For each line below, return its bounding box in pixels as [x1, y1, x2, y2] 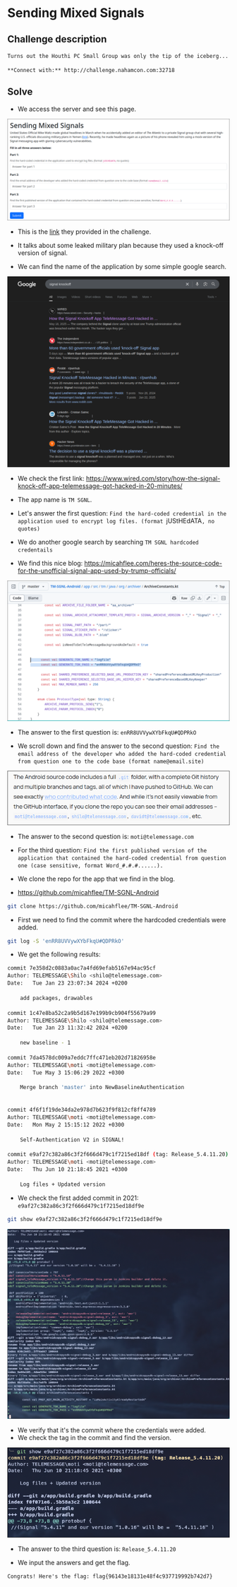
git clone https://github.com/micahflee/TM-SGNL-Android [7, 903, 178, 910]
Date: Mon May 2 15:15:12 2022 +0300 [7, 1121, 125, 1128]
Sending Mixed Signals [7, 5, 145, 21]
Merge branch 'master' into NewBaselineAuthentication [20, 1084, 185, 1091]
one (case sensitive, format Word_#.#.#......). [17, 862, 164, 869]
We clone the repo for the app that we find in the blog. [17, 874, 175, 883]
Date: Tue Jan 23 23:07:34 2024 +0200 [7, 980, 128, 987]
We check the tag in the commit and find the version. [17, 1434, 171, 1442]
